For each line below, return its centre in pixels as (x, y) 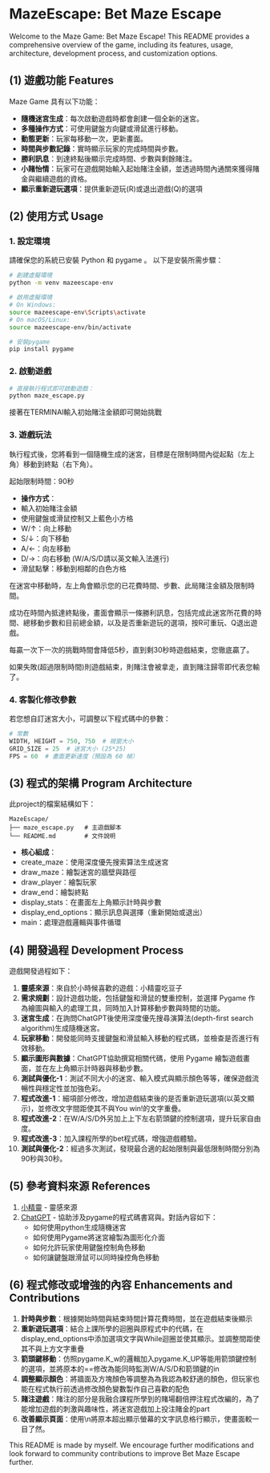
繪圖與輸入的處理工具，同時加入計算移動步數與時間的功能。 (126, 1008)
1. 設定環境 (30, 242)
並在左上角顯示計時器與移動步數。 (91, 1068)
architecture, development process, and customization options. (113, 53)
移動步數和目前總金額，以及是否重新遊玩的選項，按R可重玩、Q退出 (140, 622)
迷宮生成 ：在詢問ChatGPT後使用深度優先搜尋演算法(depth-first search (137, 1018)
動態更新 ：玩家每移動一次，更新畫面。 (84, 138)
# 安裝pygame (30, 342)
